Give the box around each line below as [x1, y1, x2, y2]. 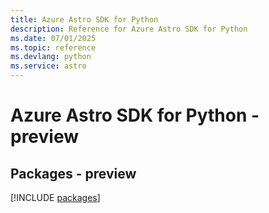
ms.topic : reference [10, 42, 97, 53]
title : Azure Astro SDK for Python [10, 14, 159, 25]
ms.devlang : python [10, 52, 92, 62]
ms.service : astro [10, 61, 87, 71]
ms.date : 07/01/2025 [10, 33, 97, 43]
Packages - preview [10, 165, 137, 182]
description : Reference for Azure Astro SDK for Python [10, 24, 248, 34]
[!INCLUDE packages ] [10, 192, 101, 203]
